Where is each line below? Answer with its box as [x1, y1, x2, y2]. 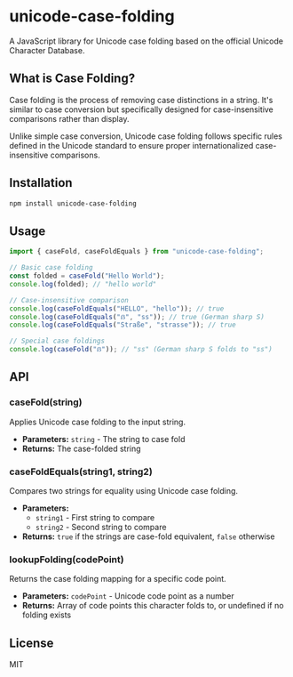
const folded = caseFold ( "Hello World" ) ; [9, 271, 165, 280]
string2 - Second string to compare [35, 521, 167, 532]
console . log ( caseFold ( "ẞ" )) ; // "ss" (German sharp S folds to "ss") [9, 345, 273, 354]
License [9, 635, 54, 650]
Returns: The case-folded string [21, 443, 141, 454]
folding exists [21, 609, 72, 620]
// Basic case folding [9, 263, 93, 272]
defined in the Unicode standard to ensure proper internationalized [9, 140, 254, 150]
